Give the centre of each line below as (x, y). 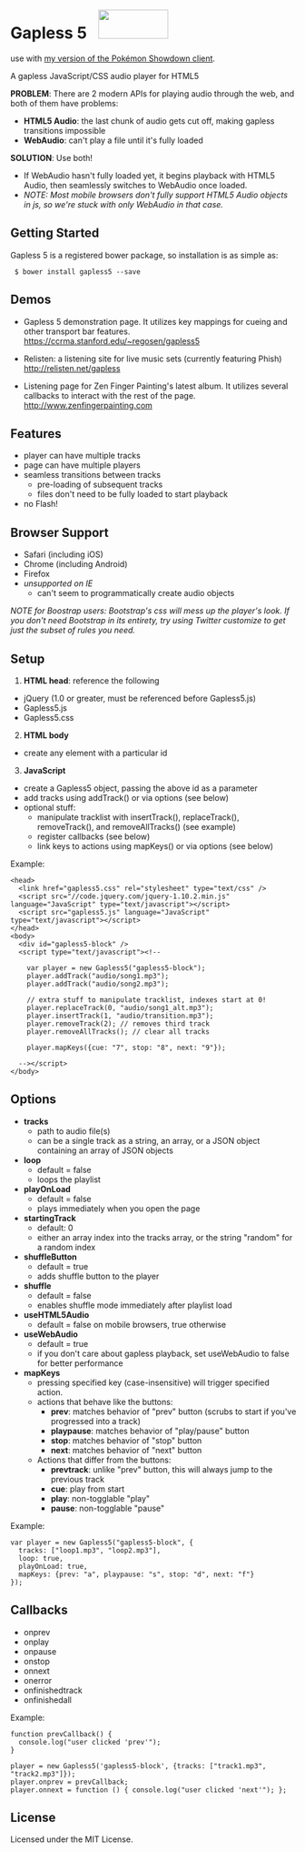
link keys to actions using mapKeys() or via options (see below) (155, 846)
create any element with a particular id (95, 753)
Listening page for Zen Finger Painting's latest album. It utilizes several (156, 386)
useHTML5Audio (56, 1314)
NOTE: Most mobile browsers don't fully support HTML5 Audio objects (156, 195)
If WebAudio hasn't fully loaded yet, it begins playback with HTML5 (149, 175)
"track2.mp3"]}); (43, 1774)
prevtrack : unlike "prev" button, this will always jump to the (162, 1469)
